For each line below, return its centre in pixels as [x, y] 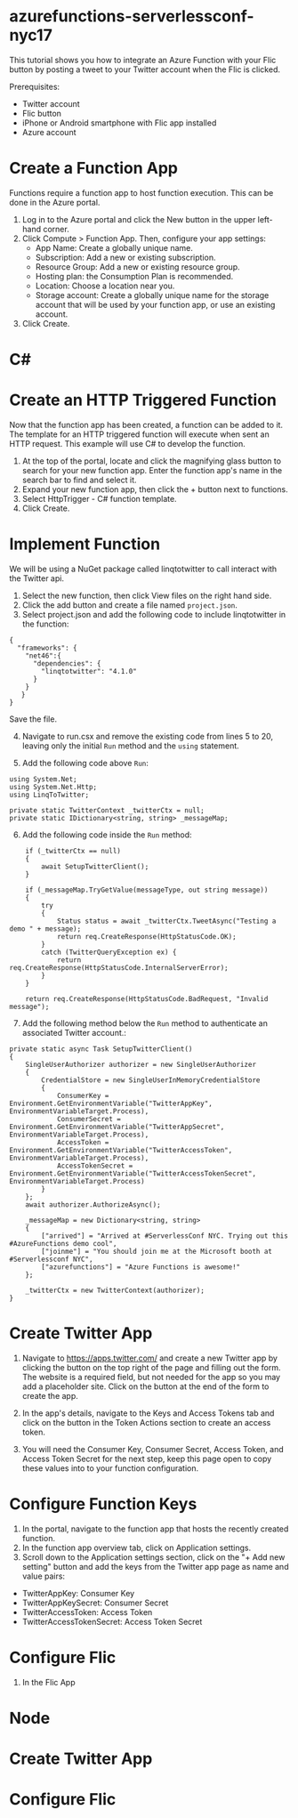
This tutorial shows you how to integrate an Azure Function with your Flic [143, 60]
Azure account [49, 132]
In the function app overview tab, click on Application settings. [137, 1547]
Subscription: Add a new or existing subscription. [125, 257]
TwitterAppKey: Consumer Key [78, 1593]
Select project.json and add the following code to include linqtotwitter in [154, 614]
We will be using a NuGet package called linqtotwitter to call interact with [143, 569]
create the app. [50, 1395]
